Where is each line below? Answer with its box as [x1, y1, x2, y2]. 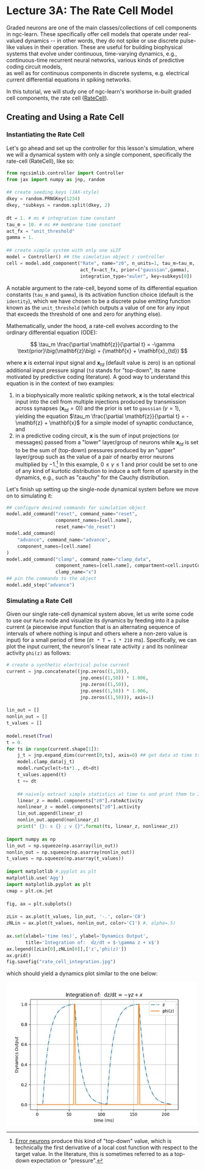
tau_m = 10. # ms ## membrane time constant [6, 222, 121, 228]
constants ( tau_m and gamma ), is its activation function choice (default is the [6, 291, 194, 298]
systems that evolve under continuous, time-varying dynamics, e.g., [6, 50, 178, 57]
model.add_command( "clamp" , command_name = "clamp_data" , [6, 556, 151, 562]
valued [6, 37, 24, 44]
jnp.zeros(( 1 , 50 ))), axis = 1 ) [80, 694, 154, 701]
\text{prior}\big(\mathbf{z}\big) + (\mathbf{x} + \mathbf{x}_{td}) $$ [17, 347, 188, 354]
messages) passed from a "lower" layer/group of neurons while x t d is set [15, 439, 198, 447]
